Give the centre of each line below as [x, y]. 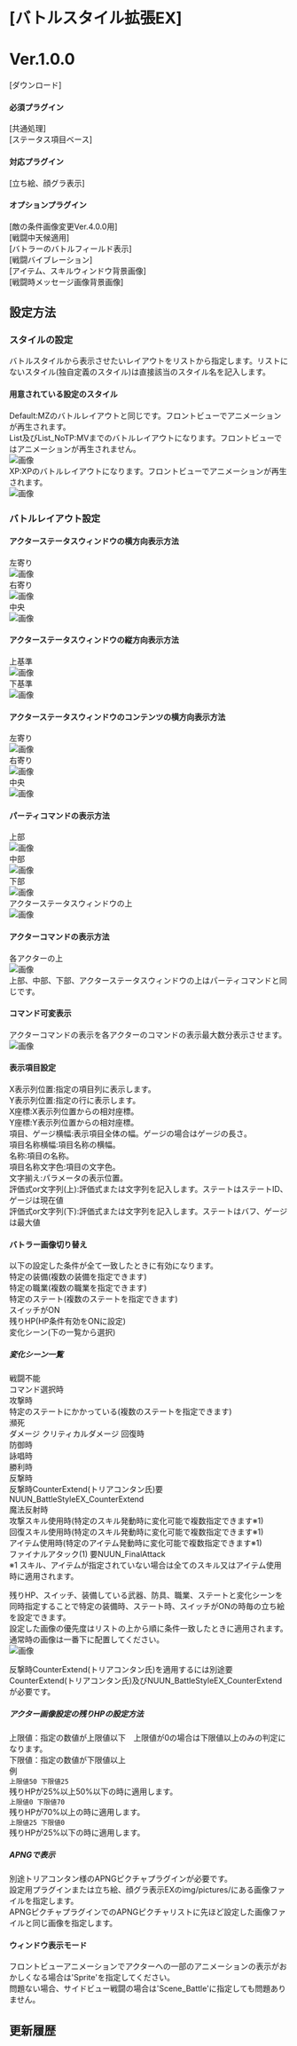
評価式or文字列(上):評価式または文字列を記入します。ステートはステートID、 [148, 1189]
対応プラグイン [36, 162]
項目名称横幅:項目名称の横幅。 [65, 1144]
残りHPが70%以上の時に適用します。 [77, 1813]
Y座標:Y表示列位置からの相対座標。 [74, 1122]
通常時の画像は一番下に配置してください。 [87, 1639]
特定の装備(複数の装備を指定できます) [78, 1277]
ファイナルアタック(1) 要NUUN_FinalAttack [87, 1554]
